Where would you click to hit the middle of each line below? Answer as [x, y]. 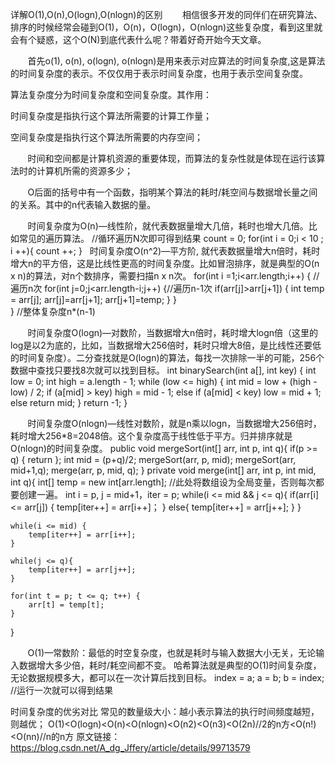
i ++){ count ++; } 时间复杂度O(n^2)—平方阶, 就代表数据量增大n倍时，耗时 [165, 251]
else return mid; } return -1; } [69, 402]
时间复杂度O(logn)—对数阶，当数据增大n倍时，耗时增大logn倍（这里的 [173, 332]
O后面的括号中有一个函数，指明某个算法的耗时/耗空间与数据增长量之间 [172, 192]
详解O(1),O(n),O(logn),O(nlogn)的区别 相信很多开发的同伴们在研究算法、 [166, 14]
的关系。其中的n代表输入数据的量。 [83, 204]
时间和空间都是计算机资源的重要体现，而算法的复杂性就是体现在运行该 [172, 158]
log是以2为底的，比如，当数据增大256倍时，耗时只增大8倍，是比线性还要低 [166, 345]
